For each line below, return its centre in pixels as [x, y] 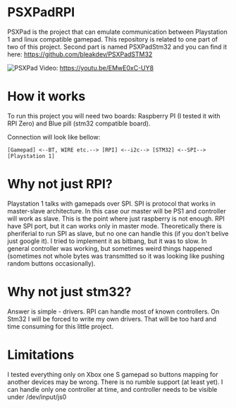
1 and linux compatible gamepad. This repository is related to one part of [113, 39]
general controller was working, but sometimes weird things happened [110, 248]
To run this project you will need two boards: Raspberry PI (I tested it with [114, 116]
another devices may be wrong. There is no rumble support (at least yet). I [115, 382]
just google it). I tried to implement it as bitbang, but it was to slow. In [107, 241]
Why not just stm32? [69, 292]
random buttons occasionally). [51, 263]
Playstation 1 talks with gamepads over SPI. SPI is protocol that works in [112, 203]
